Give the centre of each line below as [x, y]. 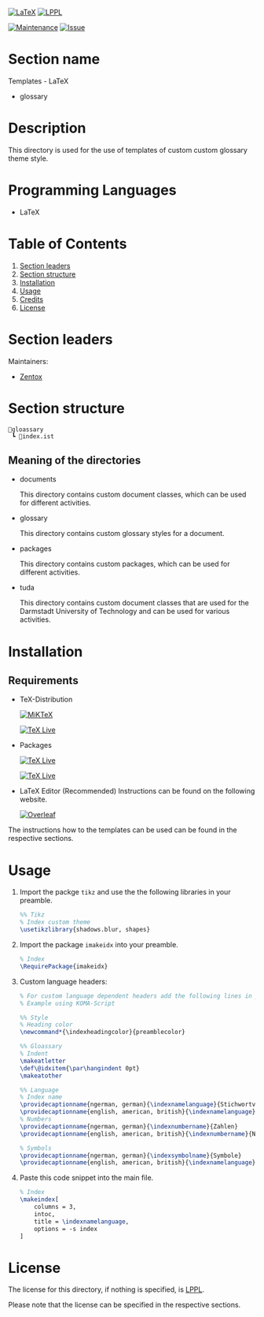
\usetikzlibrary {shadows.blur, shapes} [85, 930]
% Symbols [36, 1148]
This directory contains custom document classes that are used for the [134, 603]
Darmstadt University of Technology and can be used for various [125, 612]
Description [47, 128]
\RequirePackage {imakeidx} [64, 966]
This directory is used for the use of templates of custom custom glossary [128, 150]
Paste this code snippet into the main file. [86, 1177]
